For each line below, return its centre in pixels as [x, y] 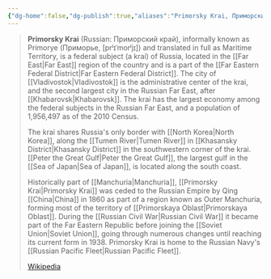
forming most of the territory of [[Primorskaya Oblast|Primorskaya [137, 208]
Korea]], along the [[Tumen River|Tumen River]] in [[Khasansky [132, 140]
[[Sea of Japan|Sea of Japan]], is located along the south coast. [134, 166]
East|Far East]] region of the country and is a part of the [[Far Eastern [143, 65]
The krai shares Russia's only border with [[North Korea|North [131, 132]
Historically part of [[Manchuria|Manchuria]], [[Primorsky [123, 182]
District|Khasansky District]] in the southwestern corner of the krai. [139, 149]
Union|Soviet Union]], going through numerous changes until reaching [144, 233]
